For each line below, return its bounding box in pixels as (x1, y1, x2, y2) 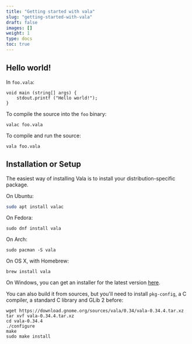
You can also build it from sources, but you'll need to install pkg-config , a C (6, 291, 187, 298)
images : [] (6, 25, 33, 31)
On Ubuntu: (6, 192, 34, 199)
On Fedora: (6, 214, 33, 222)
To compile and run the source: (6, 132, 82, 139)
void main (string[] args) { (6, 90, 77, 96)
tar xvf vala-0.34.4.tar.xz (6, 313, 75, 319)
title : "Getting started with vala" (6, 8, 95, 15)
